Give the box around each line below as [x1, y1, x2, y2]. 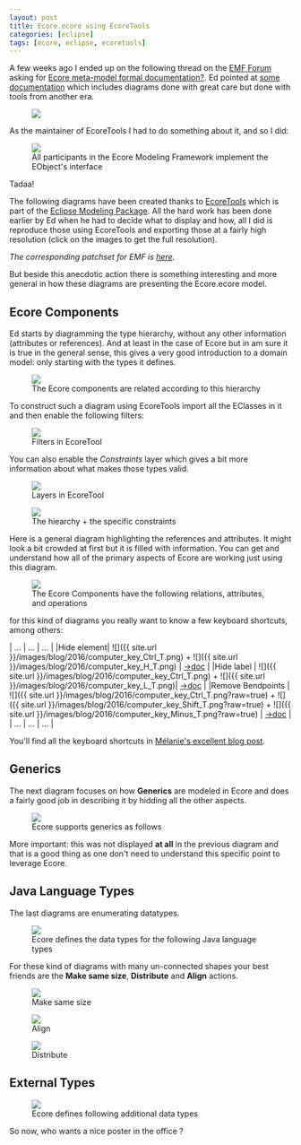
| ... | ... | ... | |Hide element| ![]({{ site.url [9, 642, 157, 653]
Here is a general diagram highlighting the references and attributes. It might [9, 533, 292, 544]
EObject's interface [31, 161, 103, 172]
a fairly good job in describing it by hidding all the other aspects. [9, 794, 247, 805]
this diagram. [9, 562, 58, 573]
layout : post [9, 13, 58, 22]
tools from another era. [9, 91, 94, 102]
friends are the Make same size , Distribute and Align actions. [9, 970, 239, 981]
